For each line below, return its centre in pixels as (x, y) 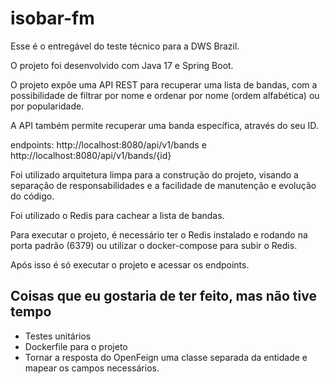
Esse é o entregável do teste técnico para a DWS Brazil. (125, 46)
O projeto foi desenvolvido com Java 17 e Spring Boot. (122, 65)
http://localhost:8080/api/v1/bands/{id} (91, 155)
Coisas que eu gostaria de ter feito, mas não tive (163, 296)
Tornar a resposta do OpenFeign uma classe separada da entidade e (166, 357)
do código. (32, 196)
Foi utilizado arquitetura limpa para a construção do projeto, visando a (154, 174)
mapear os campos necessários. (92, 368)
